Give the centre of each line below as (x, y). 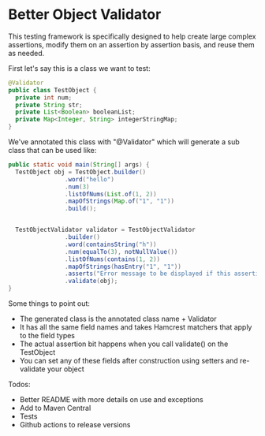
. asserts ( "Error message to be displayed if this (147, 274)
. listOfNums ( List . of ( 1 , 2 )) (110, 194)
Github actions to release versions (75, 425)
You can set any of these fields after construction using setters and (129, 361)
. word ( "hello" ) (89, 179)
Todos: (19, 385)
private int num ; (44, 97)
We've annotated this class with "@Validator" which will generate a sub (124, 142)
